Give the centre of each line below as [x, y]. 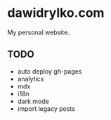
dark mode [33, 101]
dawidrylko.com [56, 13]
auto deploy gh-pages [50, 71]
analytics [31, 79]
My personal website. [39, 32]
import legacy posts [46, 108]
